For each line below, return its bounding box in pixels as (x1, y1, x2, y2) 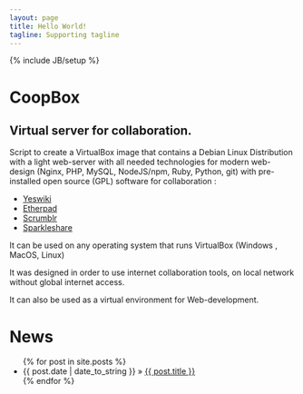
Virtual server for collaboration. (9, 123, 192, 138)
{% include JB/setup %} (9, 55, 100, 66)
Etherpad (22, 203, 57, 214)
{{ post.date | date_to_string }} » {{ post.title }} (22, 366, 196, 377)
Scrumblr (22, 212, 57, 223)
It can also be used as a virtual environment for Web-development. (9, 294, 259, 305)
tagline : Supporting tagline (9, 30, 120, 39)
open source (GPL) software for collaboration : (43, 176, 217, 187)
